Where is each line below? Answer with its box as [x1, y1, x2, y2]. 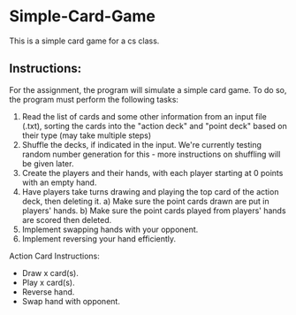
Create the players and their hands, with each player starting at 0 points [21, 167, 284, 178]
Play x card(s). [21, 277, 75, 288]
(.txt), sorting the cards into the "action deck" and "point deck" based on [21, 120, 287, 131]
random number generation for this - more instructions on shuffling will [21, 149, 281, 159]
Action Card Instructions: [9, 250, 100, 261]
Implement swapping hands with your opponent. [21, 224, 199, 234]
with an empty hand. [21, 177, 97, 188]
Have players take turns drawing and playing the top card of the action [21, 186, 279, 196]
